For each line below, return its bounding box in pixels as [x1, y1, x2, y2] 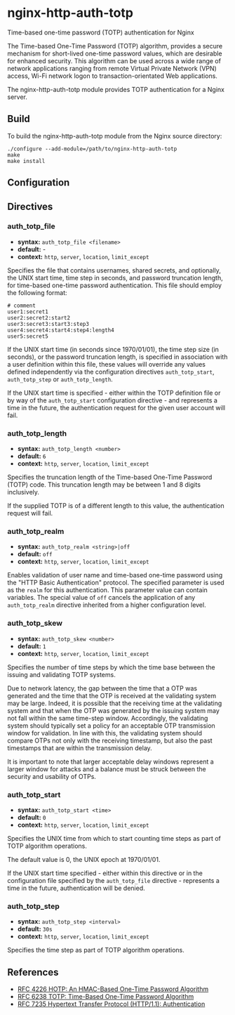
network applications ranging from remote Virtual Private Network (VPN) [7, 64, 217, 72]
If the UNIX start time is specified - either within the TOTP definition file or [7, 388, 221, 397]
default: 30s [17, 925, 53, 934]
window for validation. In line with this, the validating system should [7, 728, 202, 737]
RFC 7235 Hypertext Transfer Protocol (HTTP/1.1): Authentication [17, 1000, 206, 1009]
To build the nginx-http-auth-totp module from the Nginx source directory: [7, 131, 222, 140]
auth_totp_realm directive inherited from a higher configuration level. [7, 601, 206, 609]
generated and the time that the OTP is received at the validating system [7, 691, 216, 700]
